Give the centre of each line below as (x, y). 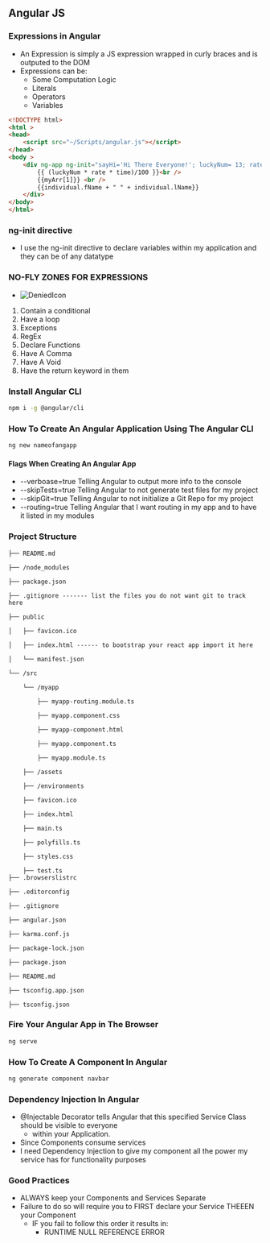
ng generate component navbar (59, 1079)
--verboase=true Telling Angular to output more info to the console (131, 482)
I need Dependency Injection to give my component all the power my (134, 1151)
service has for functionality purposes (83, 1160)
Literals (44, 88)
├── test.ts (43, 870)
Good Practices (39, 1181)
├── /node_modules (39, 567)
